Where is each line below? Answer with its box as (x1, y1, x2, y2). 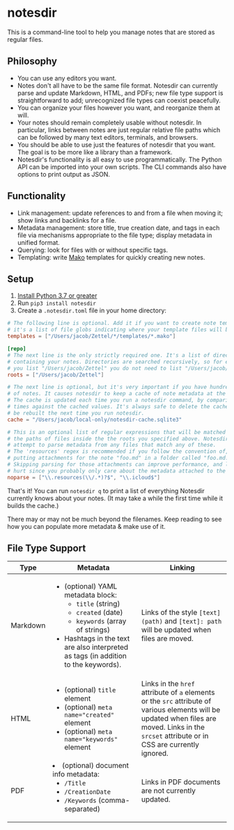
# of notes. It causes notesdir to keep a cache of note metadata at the (7, 390, 226, 397)
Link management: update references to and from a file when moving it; (17, 209, 224, 217)
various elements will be (141, 705, 221, 715)
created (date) (76, 607, 123, 617)
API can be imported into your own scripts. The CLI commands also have (17, 162, 227, 171)
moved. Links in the (141, 722, 205, 732)
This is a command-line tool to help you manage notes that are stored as (7, 28, 215, 36)
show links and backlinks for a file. (17, 216, 117, 224)
